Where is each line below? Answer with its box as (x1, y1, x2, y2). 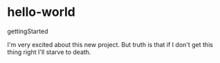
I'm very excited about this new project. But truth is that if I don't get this (7, 40, 213, 48)
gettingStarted (7, 27, 48, 35)
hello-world (7, 4, 76, 20)
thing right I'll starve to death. (7, 48, 91, 56)
